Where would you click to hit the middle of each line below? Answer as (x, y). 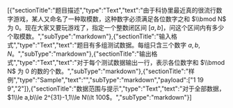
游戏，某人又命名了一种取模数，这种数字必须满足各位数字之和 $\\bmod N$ (120, 19)
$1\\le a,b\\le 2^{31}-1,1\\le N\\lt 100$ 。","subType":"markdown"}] (100, 97)
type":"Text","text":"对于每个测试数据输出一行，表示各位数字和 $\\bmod (122, 62)
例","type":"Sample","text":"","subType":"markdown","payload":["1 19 (105, 80)
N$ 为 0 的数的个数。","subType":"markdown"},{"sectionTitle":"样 (101, 71)
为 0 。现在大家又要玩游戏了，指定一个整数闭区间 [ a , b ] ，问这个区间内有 (110, 28)
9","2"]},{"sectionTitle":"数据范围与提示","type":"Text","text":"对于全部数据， (116, 88)
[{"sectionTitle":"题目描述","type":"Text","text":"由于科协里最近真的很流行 (112, 10)
